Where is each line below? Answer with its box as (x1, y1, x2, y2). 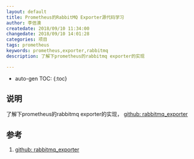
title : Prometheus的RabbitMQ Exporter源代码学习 (6, 14, 125, 20)
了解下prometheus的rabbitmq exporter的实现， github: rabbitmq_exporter (6, 111, 188, 118)
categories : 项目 (6, 36, 48, 42)
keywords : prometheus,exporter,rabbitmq (6, 48, 109, 54)
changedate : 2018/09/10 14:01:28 (6, 31, 90, 37)
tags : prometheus (6, 42, 50, 48)
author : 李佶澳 (6, 20, 41, 26)
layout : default (6, 8, 47, 15)
